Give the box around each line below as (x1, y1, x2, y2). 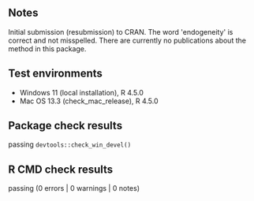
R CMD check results (8, 162, 114, 176)
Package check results (8, 119, 123, 132)
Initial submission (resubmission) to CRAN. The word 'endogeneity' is (8, 27, 233, 36)
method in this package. (8, 43, 87, 54)
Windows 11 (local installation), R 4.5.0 (19, 87, 144, 97)
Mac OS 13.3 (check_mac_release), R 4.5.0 (19, 96, 159, 106)
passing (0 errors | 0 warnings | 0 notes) (8, 184, 140, 193)
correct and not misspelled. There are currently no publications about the (8, 35, 247, 45)
